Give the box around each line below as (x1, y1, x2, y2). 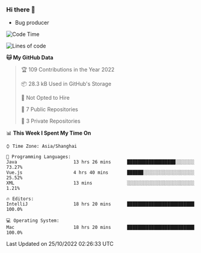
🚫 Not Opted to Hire (20, 94, 70, 102)
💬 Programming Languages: (6, 154, 71, 160)
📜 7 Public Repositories (20, 106, 79, 113)
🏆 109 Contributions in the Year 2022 (20, 66, 115, 73)
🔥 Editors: (6, 196, 34, 202)
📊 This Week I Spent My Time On (6, 129, 91, 137)
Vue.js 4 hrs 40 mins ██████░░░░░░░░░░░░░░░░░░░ (6, 169, 195, 176)
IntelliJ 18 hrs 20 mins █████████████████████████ (6, 201, 195, 207)
